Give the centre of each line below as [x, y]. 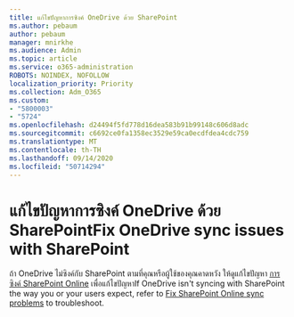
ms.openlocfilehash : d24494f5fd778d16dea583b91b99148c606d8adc [129, 126]
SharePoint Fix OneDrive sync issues [147, 230]
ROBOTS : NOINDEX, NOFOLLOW [59, 76]
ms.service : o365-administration [71, 68]
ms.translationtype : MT [53, 142]
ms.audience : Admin [45, 51]
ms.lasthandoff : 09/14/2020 [61, 158]
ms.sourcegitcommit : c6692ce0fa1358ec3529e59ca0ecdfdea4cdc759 [129, 134]
